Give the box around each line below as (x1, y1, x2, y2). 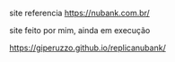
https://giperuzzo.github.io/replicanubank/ (9, 42, 166, 53)
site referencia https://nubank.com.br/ (9, 8, 150, 18)
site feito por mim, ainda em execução (9, 25, 151, 35)
